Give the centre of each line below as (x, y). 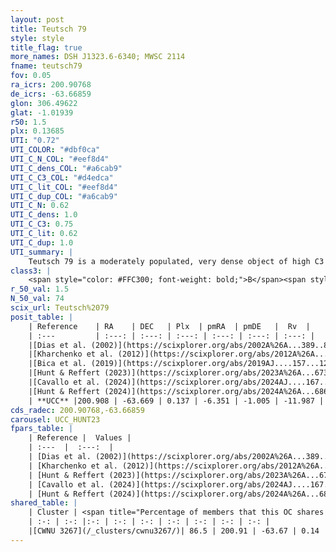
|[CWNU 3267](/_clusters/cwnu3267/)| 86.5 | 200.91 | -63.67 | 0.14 (174, 531)
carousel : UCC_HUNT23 (55, 419)
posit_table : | (42, 317)
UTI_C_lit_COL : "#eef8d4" (64, 187)
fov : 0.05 (31, 76)
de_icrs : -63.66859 (51, 94)
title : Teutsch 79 (48, 29)
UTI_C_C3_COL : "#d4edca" (62, 177)
